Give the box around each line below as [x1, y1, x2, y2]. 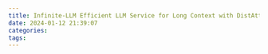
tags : [8, 33, 26, 42]
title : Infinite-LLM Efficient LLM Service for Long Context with [8, 11, 234, 20]
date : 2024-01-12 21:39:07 [8, 19, 98, 27]
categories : [8, 26, 48, 34]
